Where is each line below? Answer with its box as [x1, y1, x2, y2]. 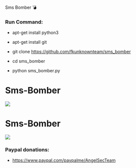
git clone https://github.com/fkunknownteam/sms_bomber [12, 49, 131, 55]
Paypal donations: [5, 146, 50, 153]
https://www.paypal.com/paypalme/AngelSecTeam [12, 157, 116, 164]
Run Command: [5, 18, 43, 25]
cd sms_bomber [12, 58, 45, 64]
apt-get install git [12, 39, 47, 45]
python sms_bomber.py [12, 68, 61, 74]
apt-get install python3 [12, 29, 59, 36]
